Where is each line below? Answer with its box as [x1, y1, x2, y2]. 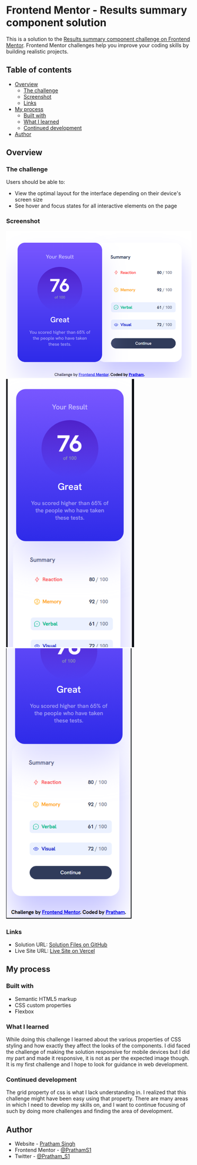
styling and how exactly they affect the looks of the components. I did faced [6, 1042, 191, 1049]
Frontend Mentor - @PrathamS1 [14, 1147, 92, 1154]
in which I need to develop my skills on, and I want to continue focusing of [6, 1102, 186, 1109]
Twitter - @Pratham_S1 [14, 1153, 71, 1160]
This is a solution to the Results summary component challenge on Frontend [6, 35, 191, 42]
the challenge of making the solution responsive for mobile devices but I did [6, 1049, 190, 1056]
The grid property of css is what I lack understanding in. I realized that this [6, 1089, 186, 1096]
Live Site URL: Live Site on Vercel [14, 948, 95, 955]
